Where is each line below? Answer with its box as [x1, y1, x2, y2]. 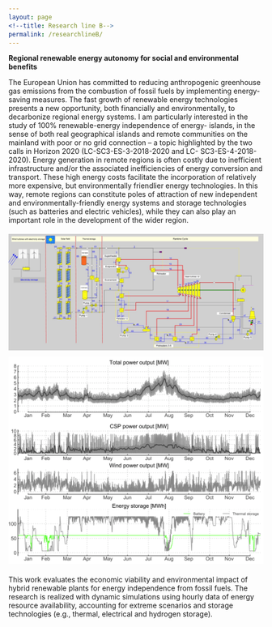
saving [8, 95, 31, 104]
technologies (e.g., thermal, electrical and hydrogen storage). [8, 609, 213, 619]
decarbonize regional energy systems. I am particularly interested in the [8, 112, 249, 122]
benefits [8, 62, 38, 72]
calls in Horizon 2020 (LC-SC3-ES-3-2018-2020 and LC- [8, 147, 199, 156]
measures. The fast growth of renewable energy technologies [32, 95, 239, 104]
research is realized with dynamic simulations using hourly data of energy [8, 592, 255, 602]
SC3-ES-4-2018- [200, 147, 257, 156]
